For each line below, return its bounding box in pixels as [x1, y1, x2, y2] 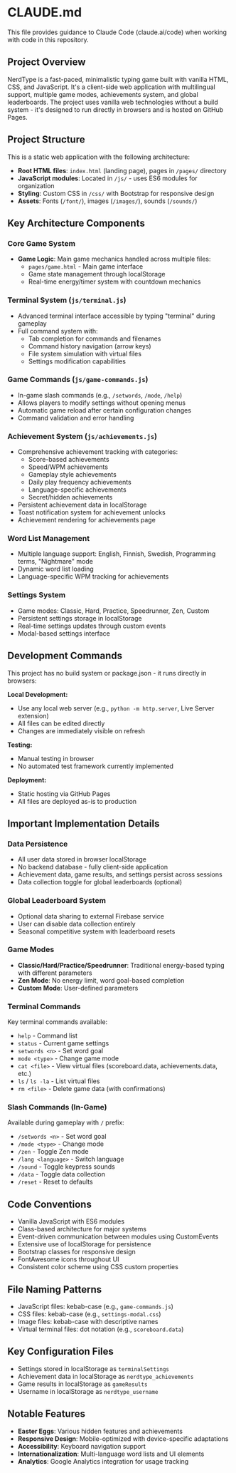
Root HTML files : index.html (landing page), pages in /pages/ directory [17, 166, 227, 175]
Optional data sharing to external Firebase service [17, 911, 165, 920]
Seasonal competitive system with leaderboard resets [17, 927, 176, 936]
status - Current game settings [17, 1039, 109, 1048]
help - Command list [17, 1031, 78, 1040]
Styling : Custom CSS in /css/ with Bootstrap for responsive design [17, 189, 215, 197]
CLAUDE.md [7, 4, 82, 21]
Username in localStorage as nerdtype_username [17, 1387, 159, 1395]
